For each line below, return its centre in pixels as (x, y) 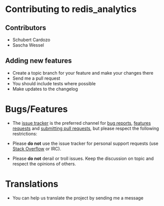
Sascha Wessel (28, 45)
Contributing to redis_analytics (71, 9)
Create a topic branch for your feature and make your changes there (83, 73)
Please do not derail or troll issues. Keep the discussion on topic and (83, 158)
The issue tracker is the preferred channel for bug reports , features (81, 123)
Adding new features (38, 61)
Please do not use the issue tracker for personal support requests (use (85, 143)
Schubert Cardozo (31, 40)
